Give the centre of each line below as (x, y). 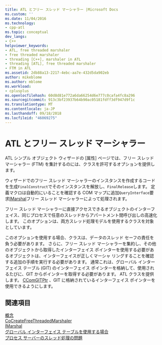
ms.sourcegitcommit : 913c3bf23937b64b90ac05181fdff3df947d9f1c (70, 100)
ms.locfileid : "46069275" (31, 118)
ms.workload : (18, 86)
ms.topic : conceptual (27, 32)
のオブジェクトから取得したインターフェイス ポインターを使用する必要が (77, 250)
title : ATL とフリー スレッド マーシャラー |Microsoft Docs (62, 9)
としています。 (20, 227)
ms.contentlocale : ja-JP (30, 109)
